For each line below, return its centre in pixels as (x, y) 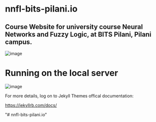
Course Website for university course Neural (74, 27)
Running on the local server (62, 73)
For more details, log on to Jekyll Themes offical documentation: (69, 96)
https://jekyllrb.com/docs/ (31, 105)
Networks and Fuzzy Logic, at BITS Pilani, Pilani (78, 34)
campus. (19, 42)
